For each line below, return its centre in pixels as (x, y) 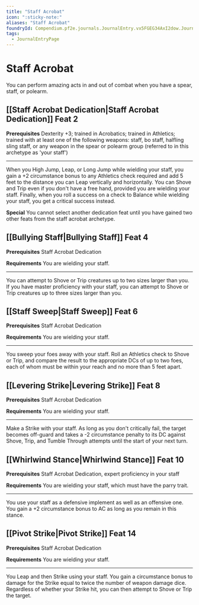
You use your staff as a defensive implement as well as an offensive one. (95, 502)
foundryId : (20, 28)
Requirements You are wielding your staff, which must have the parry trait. (97, 485)
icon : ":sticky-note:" (34, 17)
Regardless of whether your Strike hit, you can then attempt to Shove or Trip (99, 589)
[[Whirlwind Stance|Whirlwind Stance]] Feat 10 (95, 459)
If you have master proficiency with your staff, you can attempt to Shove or (97, 286)
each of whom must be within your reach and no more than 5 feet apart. (94, 367)
